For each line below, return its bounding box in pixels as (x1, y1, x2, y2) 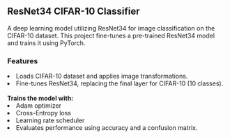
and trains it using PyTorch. (7, 38, 86, 47)
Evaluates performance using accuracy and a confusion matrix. (16, 124, 198, 132)
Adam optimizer (16, 101, 61, 110)
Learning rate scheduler (16, 116, 85, 124)
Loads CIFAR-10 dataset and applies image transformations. (16, 72, 188, 81)
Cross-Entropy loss (16, 109, 72, 117)
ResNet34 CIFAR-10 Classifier (7, 6, 140, 17)
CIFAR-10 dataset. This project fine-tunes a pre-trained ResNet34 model (7, 31, 215, 40)
